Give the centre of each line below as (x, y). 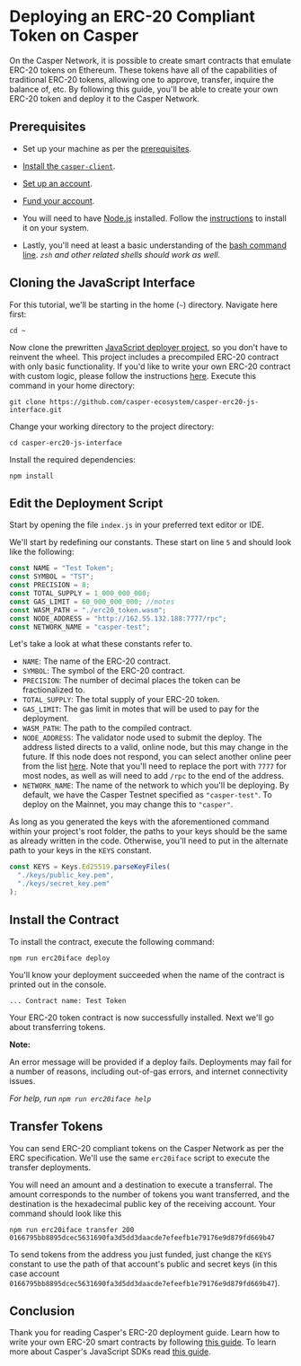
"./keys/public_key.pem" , (66, 876)
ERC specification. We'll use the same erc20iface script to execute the (140, 1158)
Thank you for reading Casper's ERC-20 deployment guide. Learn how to (145, 1333)
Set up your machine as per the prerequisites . (107, 148)
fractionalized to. (53, 690)
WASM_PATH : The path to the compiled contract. (107, 728)
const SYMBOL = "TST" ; (52, 577)
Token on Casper (74, 35)
